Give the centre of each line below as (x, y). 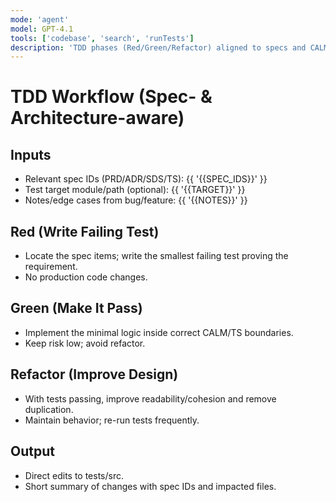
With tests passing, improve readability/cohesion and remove (150, 398)
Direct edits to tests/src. (74, 475)
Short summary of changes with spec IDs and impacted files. (150, 486)
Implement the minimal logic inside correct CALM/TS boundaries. (159, 332)
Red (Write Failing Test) (85, 231)
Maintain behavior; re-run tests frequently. (112, 420)
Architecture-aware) (97, 118)
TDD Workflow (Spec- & (111, 97)
